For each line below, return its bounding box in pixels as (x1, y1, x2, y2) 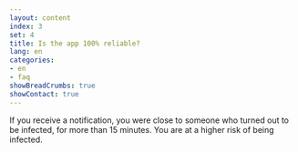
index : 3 (9, 22, 43, 31)
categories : (9, 56, 55, 65)
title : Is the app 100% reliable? (9, 38, 141, 48)
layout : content (9, 13, 71, 23)
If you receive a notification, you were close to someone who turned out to (9, 115, 290, 126)
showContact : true (9, 89, 79, 98)
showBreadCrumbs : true (9, 81, 96, 90)
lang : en (9, 47, 43, 56)
